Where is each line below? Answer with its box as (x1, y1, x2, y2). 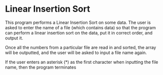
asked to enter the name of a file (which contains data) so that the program (5, 24, 156, 30)
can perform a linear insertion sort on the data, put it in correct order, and (5, 30, 153, 36)
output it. (5, 35, 23, 41)
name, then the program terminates (5, 64, 77, 70)
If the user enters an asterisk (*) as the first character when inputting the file (5, 59, 159, 65)
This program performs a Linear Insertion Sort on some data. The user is (5, 19, 151, 25)
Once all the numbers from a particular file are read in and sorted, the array (5, 44, 156, 50)
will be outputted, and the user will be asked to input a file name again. (5, 50, 147, 56)
